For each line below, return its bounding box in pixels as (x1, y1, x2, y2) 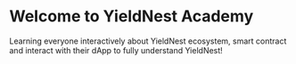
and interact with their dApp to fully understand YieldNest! (9, 44, 223, 55)
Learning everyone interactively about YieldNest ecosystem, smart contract (9, 36, 287, 46)
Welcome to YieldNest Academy (9, 6, 254, 27)
